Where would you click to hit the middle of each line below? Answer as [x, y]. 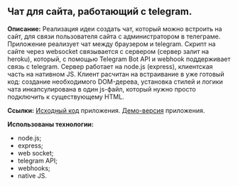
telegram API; [38, 160]
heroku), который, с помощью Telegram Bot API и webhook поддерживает [119, 59]
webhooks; [34, 168]
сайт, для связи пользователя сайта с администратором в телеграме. [114, 36]
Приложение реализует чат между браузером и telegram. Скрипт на [112, 44]
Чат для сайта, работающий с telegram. [100, 12]
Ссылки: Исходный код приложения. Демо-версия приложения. [106, 110]
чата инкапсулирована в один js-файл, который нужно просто [102, 89]
